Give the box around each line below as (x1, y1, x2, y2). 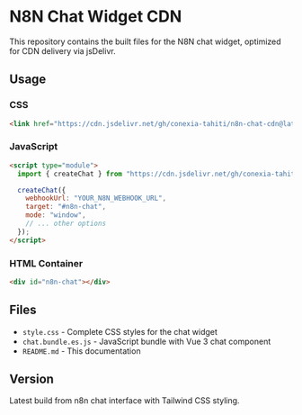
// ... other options (25, 219, 106, 229)
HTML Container (9, 257, 84, 269)
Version (9, 372, 54, 387)
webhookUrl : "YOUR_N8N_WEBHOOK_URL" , (25, 194, 167, 203)
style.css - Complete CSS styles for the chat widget (22, 326, 218, 337)
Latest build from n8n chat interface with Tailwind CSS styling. (9, 395, 240, 406)
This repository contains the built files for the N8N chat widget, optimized (9, 36, 281, 47)
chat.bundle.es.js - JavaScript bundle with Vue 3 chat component (22, 336, 271, 347)
